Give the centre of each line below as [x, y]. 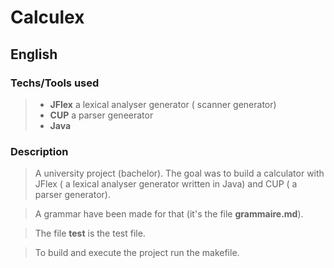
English [34, 54]
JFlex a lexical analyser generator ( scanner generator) [163, 104]
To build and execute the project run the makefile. [137, 253]
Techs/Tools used [55, 83]
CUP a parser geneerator [101, 115]
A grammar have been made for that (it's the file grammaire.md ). [169, 214]
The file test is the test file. [90, 233]
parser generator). [72, 195]
